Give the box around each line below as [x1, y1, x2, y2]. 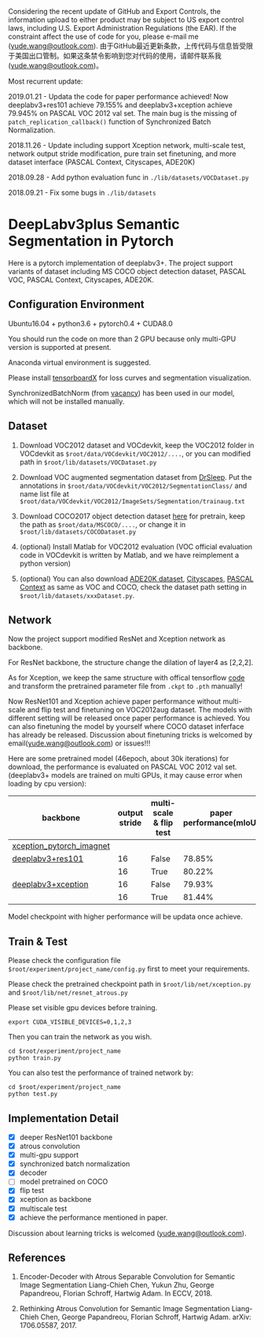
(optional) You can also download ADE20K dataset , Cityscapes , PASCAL [19, 574, 254, 583]
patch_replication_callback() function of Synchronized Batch [8, 117, 211, 126]
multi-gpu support [19, 1150, 79, 1160]
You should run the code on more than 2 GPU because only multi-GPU [8, 334, 236, 344]
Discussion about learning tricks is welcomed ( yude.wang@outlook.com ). [8, 1228, 247, 1238]
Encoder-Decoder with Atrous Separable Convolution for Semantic [19, 1272, 236, 1281]
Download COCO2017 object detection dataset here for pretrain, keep [19, 511, 246, 521]
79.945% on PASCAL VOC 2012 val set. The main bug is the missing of [8, 109, 237, 117]
